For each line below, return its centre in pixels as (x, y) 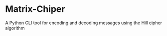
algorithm (15, 28)
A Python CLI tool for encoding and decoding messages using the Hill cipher (84, 23)
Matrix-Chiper (35, 9)
